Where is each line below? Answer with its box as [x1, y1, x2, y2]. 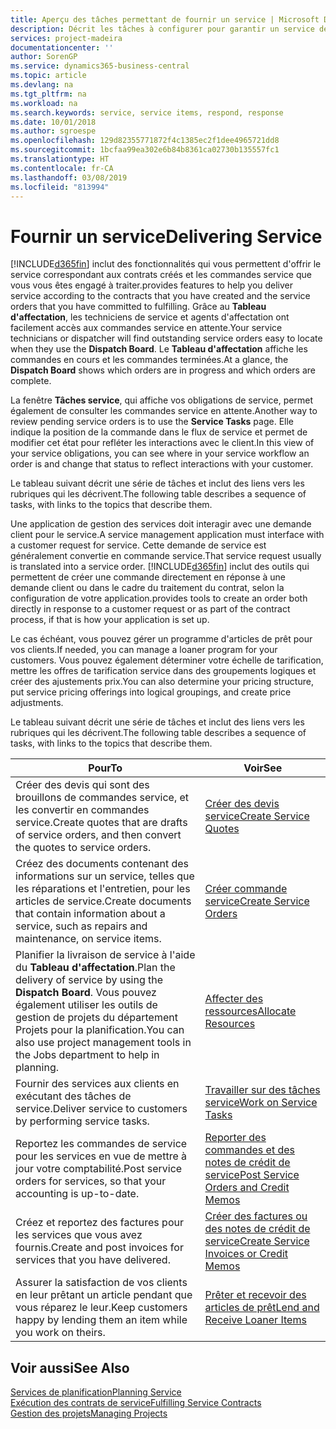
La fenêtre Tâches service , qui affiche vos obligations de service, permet [10, 394, 313, 406]
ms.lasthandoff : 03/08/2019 [10, 172, 128, 183]
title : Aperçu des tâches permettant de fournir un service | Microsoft [10, 14, 320, 25]
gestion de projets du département [15, 1011, 178, 1025]
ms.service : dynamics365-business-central [10, 61, 190, 71]
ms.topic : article [10, 71, 87, 81]
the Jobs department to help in [15, 1048, 160, 1062]
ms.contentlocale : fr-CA [10, 163, 114, 173]
